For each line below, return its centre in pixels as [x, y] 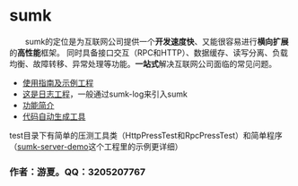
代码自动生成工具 [54, 116]
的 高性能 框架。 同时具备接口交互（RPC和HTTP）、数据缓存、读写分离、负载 [149, 52]
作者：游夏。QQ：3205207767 [78, 172]
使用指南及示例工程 [58, 82]
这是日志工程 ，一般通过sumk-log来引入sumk [105, 94]
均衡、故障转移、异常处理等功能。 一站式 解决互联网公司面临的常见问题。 [143, 63]
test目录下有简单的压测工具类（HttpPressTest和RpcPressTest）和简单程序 [146, 135]
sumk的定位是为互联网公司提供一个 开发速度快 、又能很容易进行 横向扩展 [157, 41]
